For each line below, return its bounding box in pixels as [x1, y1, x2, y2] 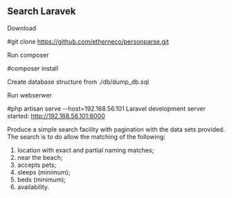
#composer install [7, 64, 59, 72]
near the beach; [17, 153, 63, 161]
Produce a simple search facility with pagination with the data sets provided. [7, 125, 225, 134]
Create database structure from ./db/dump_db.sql [7, 78, 150, 86]
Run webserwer [7, 91, 53, 99]
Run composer [7, 51, 49, 59]
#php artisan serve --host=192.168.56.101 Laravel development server [7, 104, 206, 113]
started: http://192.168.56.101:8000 [7, 111, 105, 120]
